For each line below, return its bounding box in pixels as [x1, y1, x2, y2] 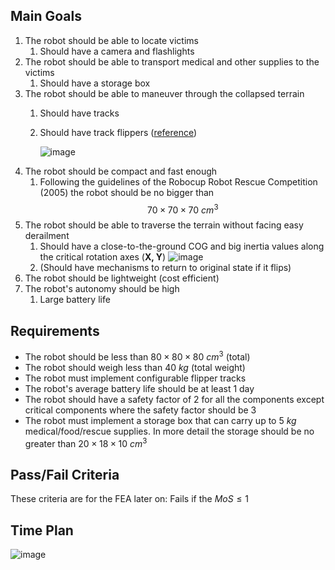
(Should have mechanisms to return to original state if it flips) [39, 262, 292, 274]
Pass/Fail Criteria [10, 466, 120, 483]
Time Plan [10, 522, 74, 539]
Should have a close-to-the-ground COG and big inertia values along [39, 240, 325, 253]
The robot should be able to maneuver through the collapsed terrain [24, 87, 305, 99]
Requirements [10, 322, 100, 339]
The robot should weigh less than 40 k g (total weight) [24, 361, 246, 373]
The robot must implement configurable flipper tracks [24, 372, 247, 384]
